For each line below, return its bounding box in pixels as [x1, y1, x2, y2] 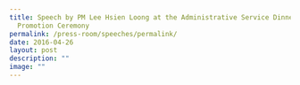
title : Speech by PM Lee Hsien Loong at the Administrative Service [9, 12, 270, 22]
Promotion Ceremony [17, 21, 90, 30]
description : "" [9, 54, 70, 63]
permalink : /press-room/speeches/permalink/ [9, 29, 178, 38]
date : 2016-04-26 [9, 37, 74, 47]
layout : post [9, 46, 58, 55]
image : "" [9, 63, 46, 72]
